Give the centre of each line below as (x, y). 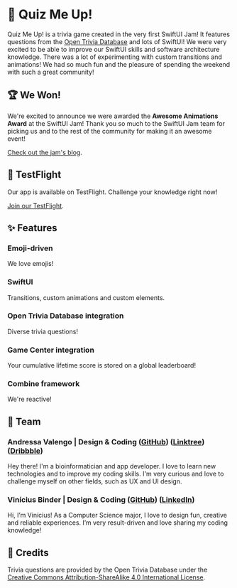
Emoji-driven (30, 248)
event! (17, 139)
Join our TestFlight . (35, 205)
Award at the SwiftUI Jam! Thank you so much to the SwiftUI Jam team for (116, 123)
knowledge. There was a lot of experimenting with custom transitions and (115, 57)
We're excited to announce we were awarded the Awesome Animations (113, 116)
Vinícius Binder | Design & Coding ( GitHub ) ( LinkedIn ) (101, 500)
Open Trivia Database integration (66, 316)
